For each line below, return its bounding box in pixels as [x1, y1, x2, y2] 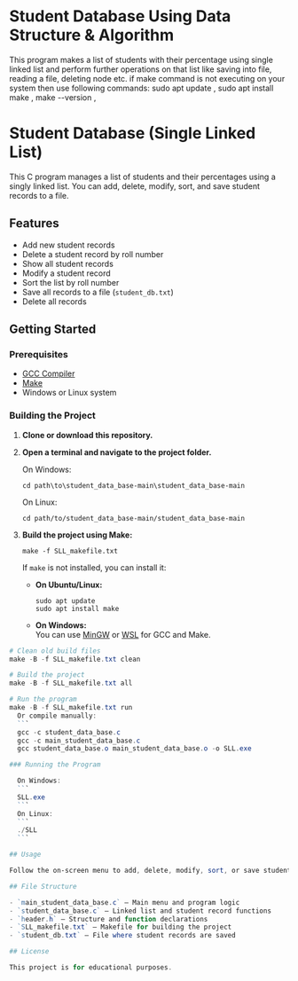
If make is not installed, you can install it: [21, 561, 167, 573]
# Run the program [9, 695, 77, 704]
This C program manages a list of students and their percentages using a [9, 171, 277, 182]
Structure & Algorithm [9, 25, 175, 45]
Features [9, 216, 59, 232]
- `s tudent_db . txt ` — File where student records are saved [9, 931, 237, 940]
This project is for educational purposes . [9, 963, 173, 972]
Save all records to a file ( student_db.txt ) [21, 286, 175, 297]
